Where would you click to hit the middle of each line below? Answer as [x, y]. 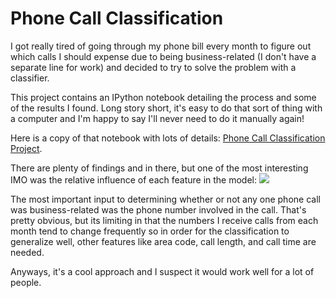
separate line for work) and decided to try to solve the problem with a [153, 67]
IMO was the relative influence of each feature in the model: [134, 179]
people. [26, 282]
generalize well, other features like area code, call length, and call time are [163, 241]
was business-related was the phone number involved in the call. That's [158, 209]
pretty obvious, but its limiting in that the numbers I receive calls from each [164, 220]
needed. [27, 252]
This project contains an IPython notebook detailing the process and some [163, 97]
